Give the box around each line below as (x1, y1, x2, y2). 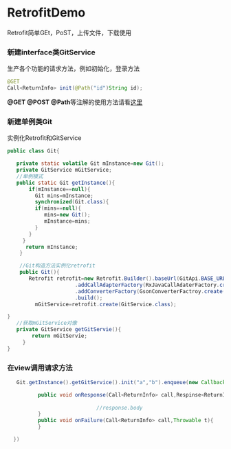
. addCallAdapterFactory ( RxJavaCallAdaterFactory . (74, 281, 220, 288)
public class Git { (7, 148, 60, 154)
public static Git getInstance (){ (16, 179, 115, 186)
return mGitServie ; (32, 332, 88, 339)
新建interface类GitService (7, 47, 96, 57)
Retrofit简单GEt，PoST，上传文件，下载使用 (7, 28, 132, 37)
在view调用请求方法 (7, 363, 74, 372)
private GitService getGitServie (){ (16, 326, 122, 333)
